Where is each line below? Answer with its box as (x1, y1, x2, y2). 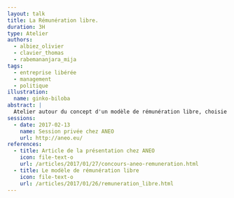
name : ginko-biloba (13, 95, 71, 103)
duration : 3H (7, 23, 46, 30)
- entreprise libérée (13, 69, 77, 76)
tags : (7, 62, 23, 70)
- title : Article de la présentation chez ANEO (13, 147, 156, 154)
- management (13, 75, 52, 83)
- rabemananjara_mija (13, 56, 77, 63)
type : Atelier (7, 29, 49, 37)
